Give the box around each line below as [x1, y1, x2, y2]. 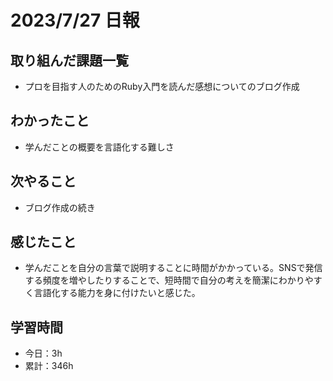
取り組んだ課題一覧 [10, 52, 129, 69]
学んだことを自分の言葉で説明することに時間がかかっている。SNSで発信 [24, 262, 323, 274]
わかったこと [10, 112, 90, 130]
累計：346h [24, 360, 74, 372]
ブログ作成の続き [24, 201, 96, 213]
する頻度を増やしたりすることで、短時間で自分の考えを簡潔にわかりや [24, 274, 314, 286]
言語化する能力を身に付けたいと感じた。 [33, 287, 201, 299]
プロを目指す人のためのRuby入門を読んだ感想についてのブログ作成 [24, 81, 300, 92]
